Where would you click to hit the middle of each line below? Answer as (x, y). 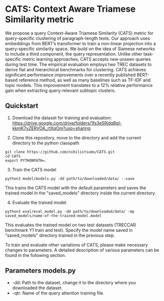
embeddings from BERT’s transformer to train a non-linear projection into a (80, 43)
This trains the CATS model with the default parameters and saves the (76, 188)
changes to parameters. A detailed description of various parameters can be (82, 250)
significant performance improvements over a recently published (70, 75)
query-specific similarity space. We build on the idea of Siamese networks (80, 49)
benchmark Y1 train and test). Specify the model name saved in (69, 230)
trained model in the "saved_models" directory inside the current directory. (81, 193)
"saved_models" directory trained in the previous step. (60, 235)
